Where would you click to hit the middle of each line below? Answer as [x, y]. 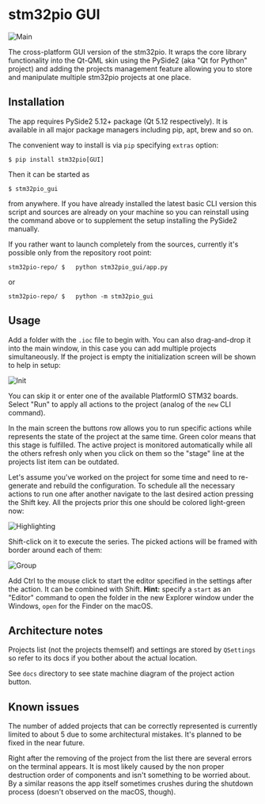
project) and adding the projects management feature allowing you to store [131, 68]
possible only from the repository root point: [80, 252]
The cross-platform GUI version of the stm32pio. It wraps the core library [127, 52]
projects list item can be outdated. [64, 461]
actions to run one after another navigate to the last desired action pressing [131, 494]
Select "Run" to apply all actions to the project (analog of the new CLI [120, 404]
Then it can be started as [49, 174]
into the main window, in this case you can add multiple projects [112, 348]
